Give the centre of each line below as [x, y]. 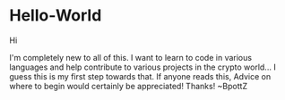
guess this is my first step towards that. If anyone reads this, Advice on [140, 76]
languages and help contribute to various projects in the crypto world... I [142, 67]
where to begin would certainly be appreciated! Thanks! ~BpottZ [129, 86]
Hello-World [56, 16]
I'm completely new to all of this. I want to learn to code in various [131, 57]
